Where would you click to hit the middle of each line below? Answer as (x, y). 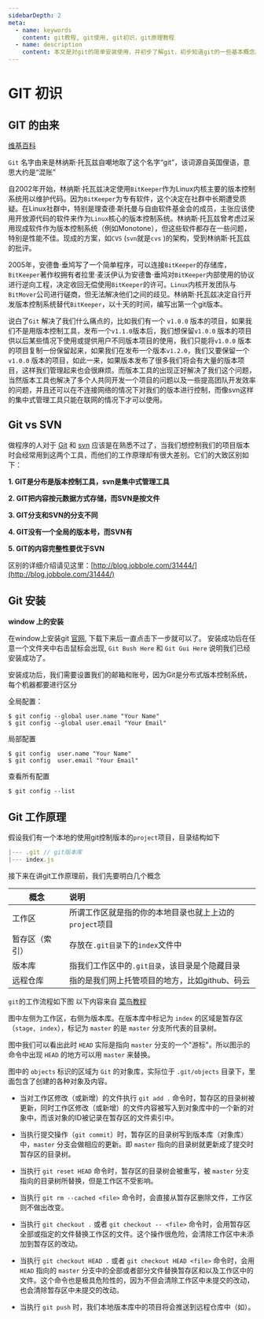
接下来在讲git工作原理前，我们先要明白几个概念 (84, 876)
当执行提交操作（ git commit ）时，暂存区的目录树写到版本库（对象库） (134, 1135)
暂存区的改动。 (58, 1244)
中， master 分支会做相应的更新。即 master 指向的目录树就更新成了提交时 (136, 1145)
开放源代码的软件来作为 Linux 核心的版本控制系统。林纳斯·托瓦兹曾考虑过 (131, 218)
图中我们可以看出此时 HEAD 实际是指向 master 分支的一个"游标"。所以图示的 (129, 1045)
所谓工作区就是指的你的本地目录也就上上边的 (152, 913)
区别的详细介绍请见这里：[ (51, 565)
